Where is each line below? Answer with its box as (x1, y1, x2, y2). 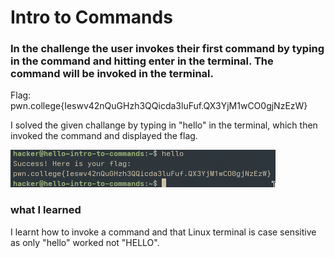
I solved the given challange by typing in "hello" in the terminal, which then (10, 119, 318, 131)
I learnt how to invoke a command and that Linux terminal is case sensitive (10, 226, 317, 238)
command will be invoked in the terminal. (10, 67, 214, 81)
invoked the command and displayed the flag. (10, 130, 198, 142)
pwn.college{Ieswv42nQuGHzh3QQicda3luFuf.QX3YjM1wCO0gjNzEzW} (10, 100, 308, 112)
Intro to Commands (10, 6, 173, 29)
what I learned (10, 203, 82, 217)
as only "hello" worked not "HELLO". (10, 236, 160, 248)
